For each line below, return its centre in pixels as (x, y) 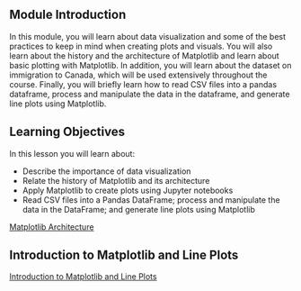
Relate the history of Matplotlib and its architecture (116, 180)
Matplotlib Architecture (52, 227)
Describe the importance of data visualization (106, 171)
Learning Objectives (67, 132)
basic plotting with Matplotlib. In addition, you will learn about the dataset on (150, 65)
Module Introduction (68, 15)
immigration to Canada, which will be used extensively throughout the (138, 75)
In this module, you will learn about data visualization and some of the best (147, 36)
